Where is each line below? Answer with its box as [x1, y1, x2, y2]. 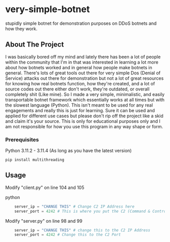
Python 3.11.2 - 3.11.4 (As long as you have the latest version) [5, 148, 132, 154]
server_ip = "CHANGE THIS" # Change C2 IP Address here [14, 204, 135, 209]
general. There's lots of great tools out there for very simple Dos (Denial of [5, 70, 161, 76]
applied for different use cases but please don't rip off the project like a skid [5, 113, 163, 119]
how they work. [5, 25, 38, 31]
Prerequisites [5, 136, 39, 143]
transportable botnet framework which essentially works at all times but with [5, 96, 165, 103]
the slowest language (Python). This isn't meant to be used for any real [5, 102, 153, 108]
